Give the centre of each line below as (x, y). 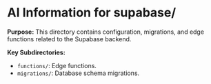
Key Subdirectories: (36, 52)
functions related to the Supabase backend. (69, 39)
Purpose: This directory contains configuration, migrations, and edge (106, 32)
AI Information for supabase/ (92, 13)
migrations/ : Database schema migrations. (78, 73)
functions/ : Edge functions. (57, 65)
